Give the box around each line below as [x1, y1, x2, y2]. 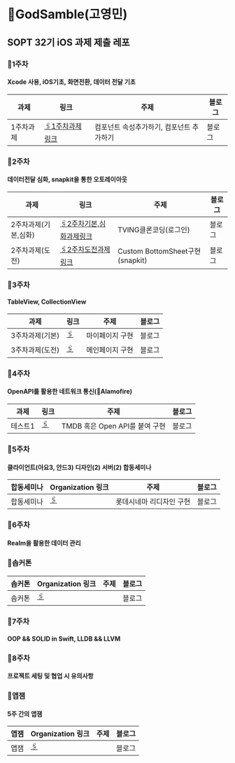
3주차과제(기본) [10, 331, 60, 341]
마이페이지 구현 [86, 331, 134, 341]
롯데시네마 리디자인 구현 [115, 497, 191, 506]
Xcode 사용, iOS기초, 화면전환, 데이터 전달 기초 [7, 78, 136, 86]
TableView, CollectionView [7, 298, 87, 306]
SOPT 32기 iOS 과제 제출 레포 [7, 36, 131, 48]
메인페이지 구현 [86, 345, 134, 355]
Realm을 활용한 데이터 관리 [7, 539, 82, 547]
